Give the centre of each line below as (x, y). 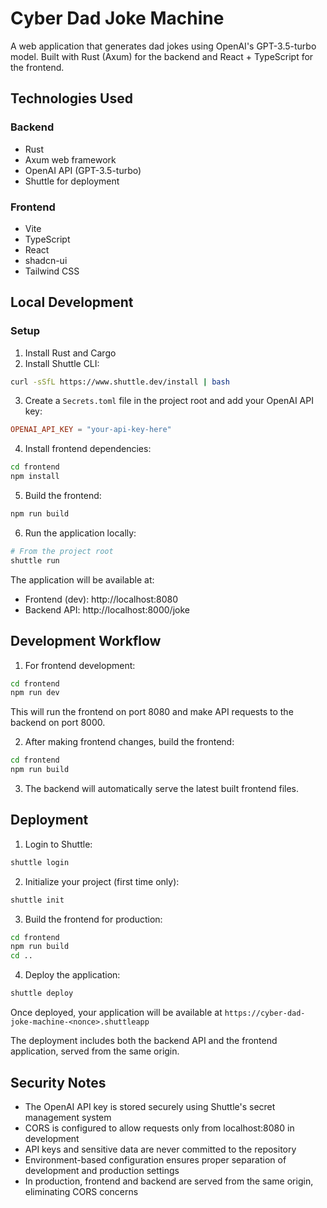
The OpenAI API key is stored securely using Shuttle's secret (150, 1106)
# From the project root (62, 551)
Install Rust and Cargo (70, 353)
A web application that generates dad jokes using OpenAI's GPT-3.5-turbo (163, 46)
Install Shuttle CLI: (62, 363)
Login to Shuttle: (58, 844)
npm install (35, 477)
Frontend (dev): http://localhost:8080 (101, 599)
